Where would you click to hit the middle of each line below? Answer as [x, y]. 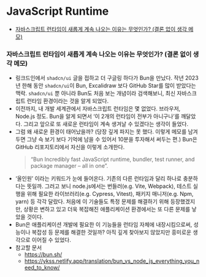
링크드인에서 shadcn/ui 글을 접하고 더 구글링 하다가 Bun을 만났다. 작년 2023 [107, 78]
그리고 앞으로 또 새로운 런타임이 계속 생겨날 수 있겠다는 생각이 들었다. [106, 124]
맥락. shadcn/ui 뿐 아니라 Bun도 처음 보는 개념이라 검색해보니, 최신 [95, 93]
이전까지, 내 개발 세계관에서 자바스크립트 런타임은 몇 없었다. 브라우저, [98, 109]
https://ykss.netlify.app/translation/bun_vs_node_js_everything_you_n [112, 261]
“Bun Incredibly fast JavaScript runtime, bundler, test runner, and [113, 159]
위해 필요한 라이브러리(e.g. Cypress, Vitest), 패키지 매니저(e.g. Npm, [110, 194]
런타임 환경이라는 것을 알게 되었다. [68, 101]
